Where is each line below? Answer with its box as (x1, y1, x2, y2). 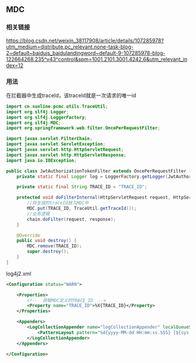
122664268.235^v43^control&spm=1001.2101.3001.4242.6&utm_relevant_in (6, 56, 188, 63)
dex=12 (6, 61, 24, 69)
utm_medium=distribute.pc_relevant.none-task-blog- (6, 43, 134, 50)
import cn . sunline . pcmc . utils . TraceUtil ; (6, 103, 108, 109)
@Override (16, 232, 41, 238)
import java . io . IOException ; (6, 157, 77, 163)
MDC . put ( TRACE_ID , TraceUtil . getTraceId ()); (27, 206, 137, 212)
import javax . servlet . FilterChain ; (6, 136, 93, 142)
